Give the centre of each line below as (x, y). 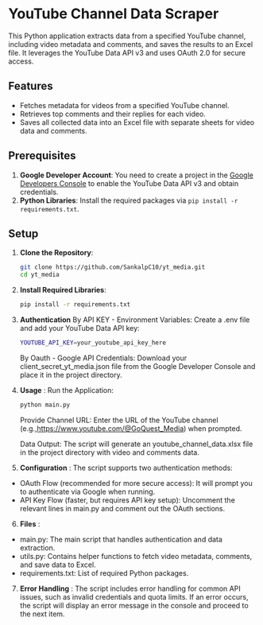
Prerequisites (42, 156)
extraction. (37, 547)
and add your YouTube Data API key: (80, 328)
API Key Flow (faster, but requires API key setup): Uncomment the (128, 500)
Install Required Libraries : (63, 290)
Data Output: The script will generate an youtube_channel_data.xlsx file (136, 444)
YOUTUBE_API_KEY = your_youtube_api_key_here (93, 343)
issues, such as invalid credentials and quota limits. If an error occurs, (134, 596)
